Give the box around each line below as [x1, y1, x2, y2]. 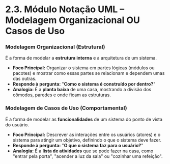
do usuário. [5, 121, 29, 128]
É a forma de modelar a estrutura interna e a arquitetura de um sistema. [5, 55, 157, 61]
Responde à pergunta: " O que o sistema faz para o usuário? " [12, 142, 144, 148]
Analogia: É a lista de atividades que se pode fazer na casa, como [12, 148, 154, 154]
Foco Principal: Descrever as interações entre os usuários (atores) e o [12, 131, 161, 138]
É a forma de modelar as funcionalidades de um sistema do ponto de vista [5, 116, 163, 122]
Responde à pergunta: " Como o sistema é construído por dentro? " [12, 81, 156, 87]
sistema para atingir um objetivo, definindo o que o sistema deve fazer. [12, 136, 162, 143]
